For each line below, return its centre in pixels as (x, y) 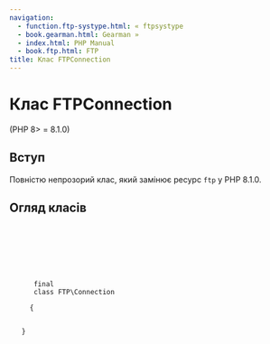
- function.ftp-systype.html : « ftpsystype (100, 26)
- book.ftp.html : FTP (58, 51)
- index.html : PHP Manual (66, 43)
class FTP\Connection (74, 292)
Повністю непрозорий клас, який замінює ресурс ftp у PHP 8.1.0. (135, 179)
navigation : (32, 18)
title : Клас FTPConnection (60, 60)
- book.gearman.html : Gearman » (79, 34)
